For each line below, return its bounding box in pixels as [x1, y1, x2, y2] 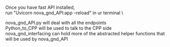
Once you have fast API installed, [5, 5, 75, 10]
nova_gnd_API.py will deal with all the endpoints [5, 20, 107, 26]
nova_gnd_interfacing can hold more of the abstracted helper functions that [5, 31, 165, 36]
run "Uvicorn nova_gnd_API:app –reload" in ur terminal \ [5, 10, 123, 16]
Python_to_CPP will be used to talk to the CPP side [5, 25, 112, 31]
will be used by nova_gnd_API [5, 36, 68, 42]
